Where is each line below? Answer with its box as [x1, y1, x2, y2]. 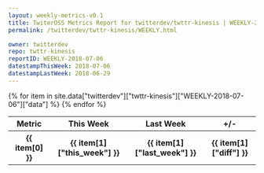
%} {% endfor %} [49, 99, 107, 109]
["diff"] [211, 147, 240, 158]
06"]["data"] [8, 99, 49, 109]
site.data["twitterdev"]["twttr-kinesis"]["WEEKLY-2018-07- [53, 91, 244, 101]
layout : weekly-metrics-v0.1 [8, 11, 104, 20]
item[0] [15, 142, 44, 153]
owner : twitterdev [8, 40, 68, 48]
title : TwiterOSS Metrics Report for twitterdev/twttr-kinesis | [8, 19, 226, 27]
